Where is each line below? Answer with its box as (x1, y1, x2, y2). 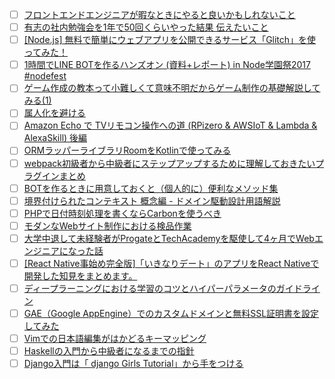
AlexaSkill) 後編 (23, 132, 88, 144)
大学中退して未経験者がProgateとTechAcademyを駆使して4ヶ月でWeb (23, 232, 315, 244)
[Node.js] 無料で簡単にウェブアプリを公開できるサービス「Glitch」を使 (23, 34, 317, 46)
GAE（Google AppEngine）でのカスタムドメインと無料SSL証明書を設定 (23, 308, 320, 319)
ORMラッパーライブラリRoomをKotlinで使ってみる (23, 144, 232, 157)
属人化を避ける (23, 107, 86, 119)
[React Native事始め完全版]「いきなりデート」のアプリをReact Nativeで (23, 257, 320, 269)
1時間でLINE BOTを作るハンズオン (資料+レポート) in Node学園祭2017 (23, 59, 311, 71)
